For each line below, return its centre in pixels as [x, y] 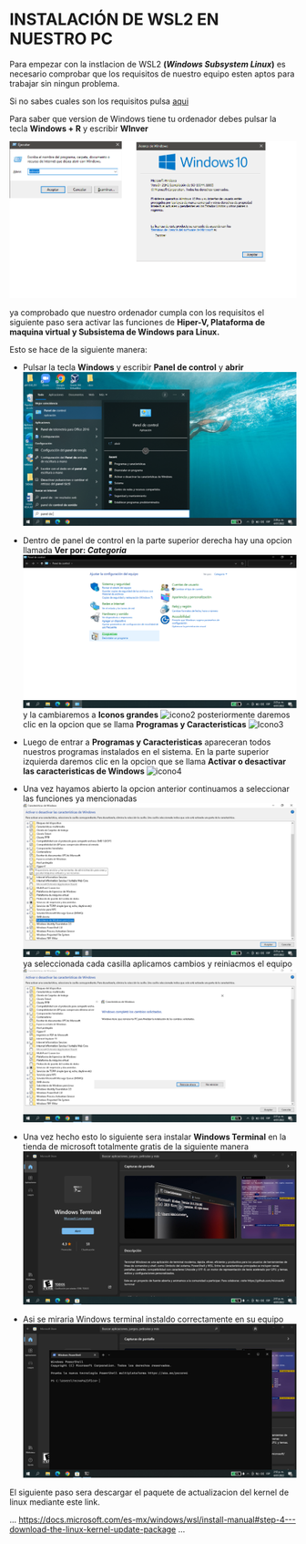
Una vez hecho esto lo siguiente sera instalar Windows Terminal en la [154, 1137]
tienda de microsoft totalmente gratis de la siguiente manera [135, 1146]
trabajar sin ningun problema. [65, 83]
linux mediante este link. [55, 1502]
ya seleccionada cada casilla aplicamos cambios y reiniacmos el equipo [158, 963]
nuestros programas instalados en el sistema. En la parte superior [146, 752]
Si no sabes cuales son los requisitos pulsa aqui [99, 101]
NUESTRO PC [61, 39]
